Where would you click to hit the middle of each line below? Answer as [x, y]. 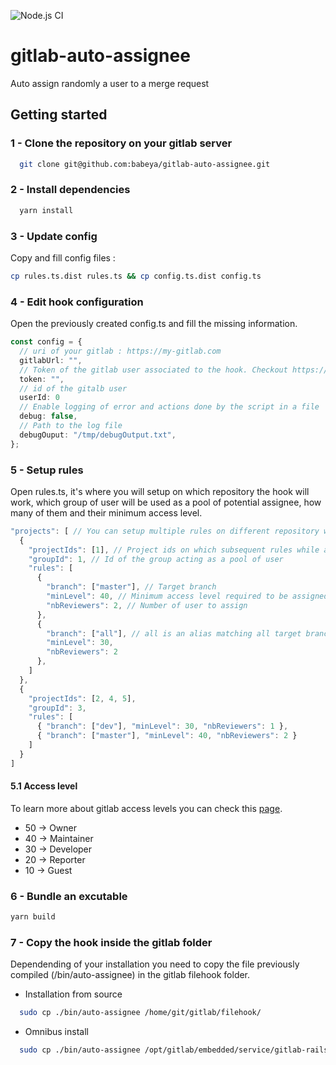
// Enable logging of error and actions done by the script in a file [169, 407]
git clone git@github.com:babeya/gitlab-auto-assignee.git [145, 164]
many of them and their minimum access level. [106, 512]
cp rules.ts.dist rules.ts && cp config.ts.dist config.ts [136, 276]
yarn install [46, 210]
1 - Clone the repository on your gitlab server [121, 143]
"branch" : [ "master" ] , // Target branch [131, 587]
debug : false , [48, 416]
